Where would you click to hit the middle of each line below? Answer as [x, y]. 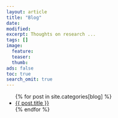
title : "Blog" [24, 18]
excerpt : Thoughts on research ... [51, 34]
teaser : [21, 57]
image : [15, 46]
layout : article [27, 12]
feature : [23, 51]
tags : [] [17, 40]
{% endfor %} [32, 110]
